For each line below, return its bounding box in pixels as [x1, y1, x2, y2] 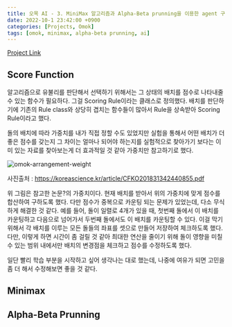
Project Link [7, 49, 42, 57]
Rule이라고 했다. [7, 114, 52, 122]
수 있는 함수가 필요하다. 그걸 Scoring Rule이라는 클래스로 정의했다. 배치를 [7, 97, 206, 105]
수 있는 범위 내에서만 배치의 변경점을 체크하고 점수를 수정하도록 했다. [7, 241, 192, 250]
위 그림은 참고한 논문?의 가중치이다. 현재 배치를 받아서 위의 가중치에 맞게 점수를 [7, 189, 221, 198]
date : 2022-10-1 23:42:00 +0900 [7, 17, 100, 24]
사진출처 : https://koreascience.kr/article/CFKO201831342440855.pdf [7, 174, 205, 183]
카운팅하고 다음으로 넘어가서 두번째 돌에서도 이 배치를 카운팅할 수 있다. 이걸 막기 [7, 215, 224, 224]
